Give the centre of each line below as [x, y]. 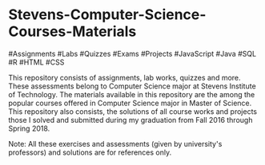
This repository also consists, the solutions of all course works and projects [133, 111]
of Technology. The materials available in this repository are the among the [132, 94]
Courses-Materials [72, 31]
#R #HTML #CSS [36, 62]
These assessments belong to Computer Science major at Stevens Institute [132, 86]
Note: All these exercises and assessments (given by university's [115, 143]
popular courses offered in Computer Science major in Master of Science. [130, 103]
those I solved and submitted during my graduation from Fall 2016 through [130, 120]
